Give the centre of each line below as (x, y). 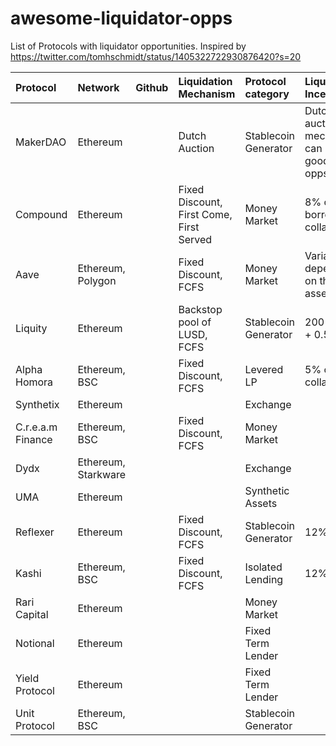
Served (195, 239)
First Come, (205, 214)
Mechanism (207, 94)
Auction (196, 148)
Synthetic (267, 490)
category (267, 94)
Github (152, 87)
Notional (35, 643)
